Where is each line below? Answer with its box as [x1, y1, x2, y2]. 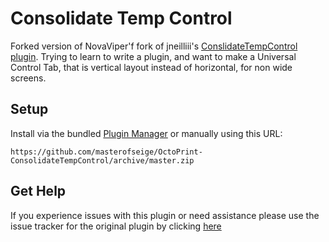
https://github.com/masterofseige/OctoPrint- [10, 147, 203, 157]
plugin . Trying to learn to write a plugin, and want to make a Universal [10, 50, 297, 62]
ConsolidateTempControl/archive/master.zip [10, 155, 195, 166]
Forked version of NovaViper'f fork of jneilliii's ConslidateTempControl [10, 40, 298, 52]
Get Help [10, 183, 67, 200]
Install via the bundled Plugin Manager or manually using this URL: [10, 127, 283, 139]
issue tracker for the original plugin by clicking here [10, 220, 222, 232]
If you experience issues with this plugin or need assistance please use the [10, 209, 320, 221]
